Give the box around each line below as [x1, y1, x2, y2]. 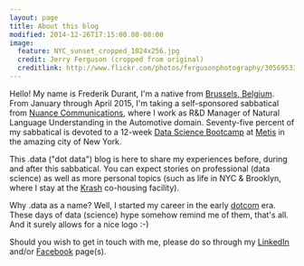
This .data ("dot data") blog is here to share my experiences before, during [9, 153, 288, 164]
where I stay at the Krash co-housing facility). [9, 182, 179, 193]
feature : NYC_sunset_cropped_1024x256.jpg [17, 47, 180, 56]
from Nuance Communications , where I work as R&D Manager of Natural [9, 107, 280, 118]
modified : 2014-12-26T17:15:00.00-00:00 [9, 30, 165, 39]
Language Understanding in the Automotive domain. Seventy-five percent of [9, 116, 295, 127]
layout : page [9, 13, 59, 23]
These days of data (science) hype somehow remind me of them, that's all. [9, 209, 290, 220]
